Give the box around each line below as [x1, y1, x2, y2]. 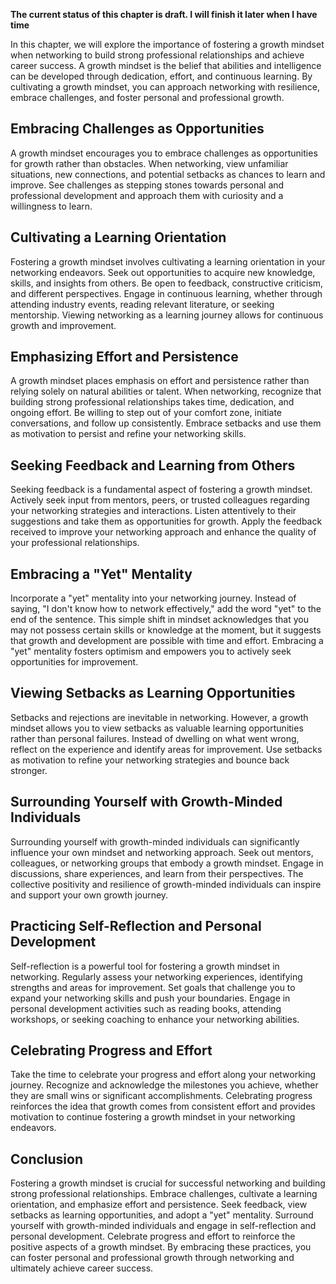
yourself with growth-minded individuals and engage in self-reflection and [10, 1220, 317, 1232]
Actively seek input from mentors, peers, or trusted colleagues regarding [10, 494, 310, 506]
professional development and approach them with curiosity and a [10, 189, 284, 201]
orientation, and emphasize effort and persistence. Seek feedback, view [10, 1199, 308, 1211]
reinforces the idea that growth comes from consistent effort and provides [10, 1100, 316, 1113]
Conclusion [10, 1150, 84, 1168]
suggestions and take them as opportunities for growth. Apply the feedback [10, 515, 323, 528]
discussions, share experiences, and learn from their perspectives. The [10, 867, 304, 879]
